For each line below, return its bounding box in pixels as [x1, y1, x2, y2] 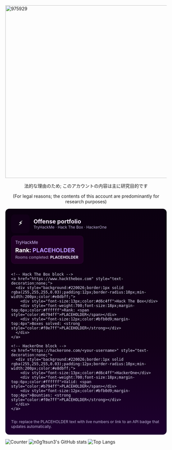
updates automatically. [11, 424, 52, 429]
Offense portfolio [33, 218, 81, 225]
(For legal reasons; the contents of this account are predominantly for [12, 193, 160, 199]
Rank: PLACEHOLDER [15, 247, 75, 254]
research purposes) [65, 199, 107, 204]
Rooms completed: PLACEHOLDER [15, 254, 78, 260]
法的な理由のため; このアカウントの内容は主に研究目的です [24, 183, 148, 189]
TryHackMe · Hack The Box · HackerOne [33, 225, 107, 230]
